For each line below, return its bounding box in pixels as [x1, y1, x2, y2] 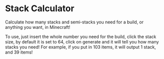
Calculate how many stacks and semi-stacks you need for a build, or [5, 19, 144, 25]
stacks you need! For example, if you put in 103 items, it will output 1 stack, [5, 44, 156, 50]
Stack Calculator [5, 3, 75, 14]
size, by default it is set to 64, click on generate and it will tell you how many [5, 39, 159, 44]
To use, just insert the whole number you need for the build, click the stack [5, 34, 156, 39]
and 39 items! [5, 49, 33, 55]
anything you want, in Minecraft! [5, 24, 70, 30]
